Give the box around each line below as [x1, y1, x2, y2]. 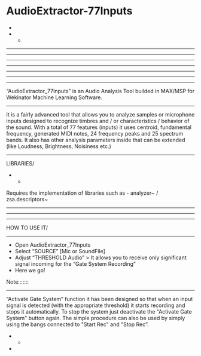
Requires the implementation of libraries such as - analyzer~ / [6, 189, 159, 197]
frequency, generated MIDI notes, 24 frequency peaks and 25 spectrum [6, 130, 184, 137]
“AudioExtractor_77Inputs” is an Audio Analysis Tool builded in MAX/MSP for [6, 87, 195, 94]
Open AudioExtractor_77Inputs [14, 241, 91, 248]
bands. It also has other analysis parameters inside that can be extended [6, 136, 185, 143]
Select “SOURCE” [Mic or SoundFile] [14, 247, 106, 254]
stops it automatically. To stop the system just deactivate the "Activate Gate [6, 308, 193, 315]
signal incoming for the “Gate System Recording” [14, 260, 136, 267]
